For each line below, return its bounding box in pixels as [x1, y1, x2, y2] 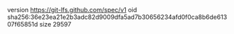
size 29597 [39, 20, 72, 28]
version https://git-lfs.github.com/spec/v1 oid [7, 6, 138, 14]
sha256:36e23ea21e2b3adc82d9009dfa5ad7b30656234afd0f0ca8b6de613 [7, 13, 228, 21]
